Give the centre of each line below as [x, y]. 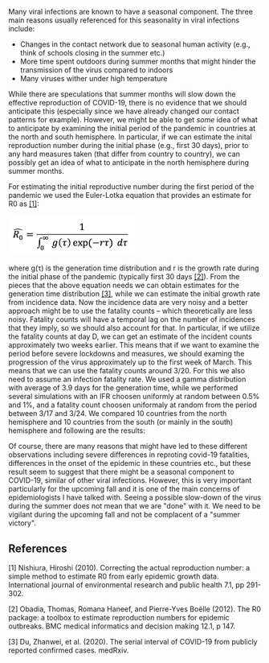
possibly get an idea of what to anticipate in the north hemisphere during [129, 163]
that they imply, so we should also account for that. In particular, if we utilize [134, 328]
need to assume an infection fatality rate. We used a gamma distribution [127, 379]
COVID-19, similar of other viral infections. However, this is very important [130, 480]
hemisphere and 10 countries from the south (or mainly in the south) [121, 422]
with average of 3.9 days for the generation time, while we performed [123, 388]
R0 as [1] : [24, 204]
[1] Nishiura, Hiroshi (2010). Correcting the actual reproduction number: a [129, 568]
